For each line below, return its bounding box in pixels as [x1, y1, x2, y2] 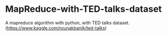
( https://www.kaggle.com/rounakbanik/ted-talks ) [5, 25, 107, 31]
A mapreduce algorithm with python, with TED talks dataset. [5, 20, 130, 26]
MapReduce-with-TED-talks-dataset [5, 3, 162, 15]
